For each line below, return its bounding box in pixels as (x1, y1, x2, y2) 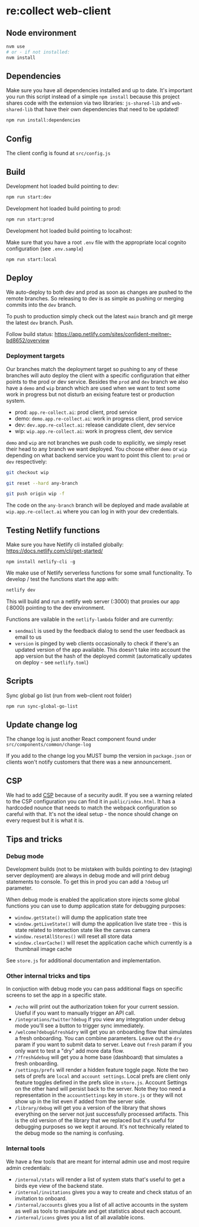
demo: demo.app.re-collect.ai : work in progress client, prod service (14, 415, 183, 422)
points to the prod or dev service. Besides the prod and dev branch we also (6, 378, 188, 385)
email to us (14, 633, 42, 641)
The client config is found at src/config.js (6, 150, 111, 157)
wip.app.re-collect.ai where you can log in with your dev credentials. (6, 508, 179, 515)
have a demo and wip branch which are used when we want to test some (6, 384, 181, 391)
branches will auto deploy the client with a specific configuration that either (6, 372, 190, 379)
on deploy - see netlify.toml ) (14, 658, 89, 666)
